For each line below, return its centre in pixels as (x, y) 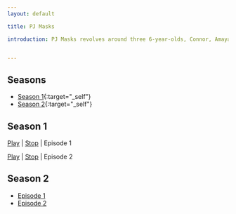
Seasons (27, 80)
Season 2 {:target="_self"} (55, 104)
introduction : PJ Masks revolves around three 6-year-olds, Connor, (110, 39)
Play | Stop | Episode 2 (40, 156)
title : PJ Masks (31, 26)
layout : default (31, 14)
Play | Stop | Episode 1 (39, 143)
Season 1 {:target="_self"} (54, 97)
